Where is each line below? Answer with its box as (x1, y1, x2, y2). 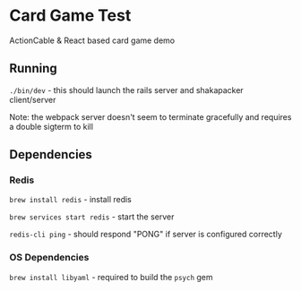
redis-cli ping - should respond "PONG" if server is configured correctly (9, 229, 282, 240)
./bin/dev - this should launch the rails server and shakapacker (9, 84, 244, 95)
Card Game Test (9, 5, 132, 26)
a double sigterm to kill (9, 121, 94, 132)
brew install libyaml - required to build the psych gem (9, 271, 213, 282)
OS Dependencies (9, 252, 90, 264)
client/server (9, 94, 56, 105)
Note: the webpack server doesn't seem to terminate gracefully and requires (9, 111, 292, 122)
